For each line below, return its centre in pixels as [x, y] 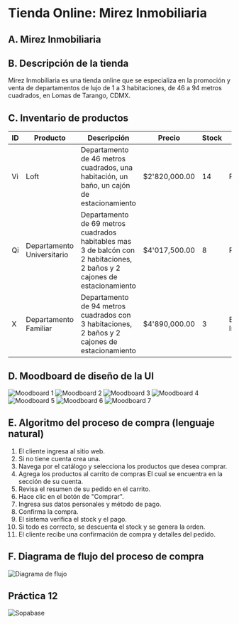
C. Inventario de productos [68, 118]
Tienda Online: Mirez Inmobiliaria [108, 13]
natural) [26, 434]
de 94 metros [103, 306]
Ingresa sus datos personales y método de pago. [90, 504]
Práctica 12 [33, 596]
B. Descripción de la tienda [68, 63]
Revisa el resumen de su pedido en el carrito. [84, 489]
